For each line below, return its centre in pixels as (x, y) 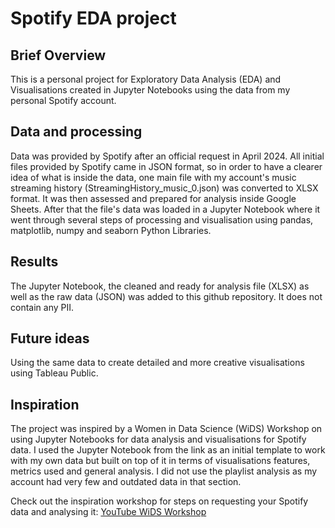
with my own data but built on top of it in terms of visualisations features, (160, 461)
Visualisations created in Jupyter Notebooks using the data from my (150, 90)
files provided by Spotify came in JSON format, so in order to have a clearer (166, 166)
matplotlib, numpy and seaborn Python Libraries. (111, 230)
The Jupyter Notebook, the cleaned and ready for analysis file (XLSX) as (160, 286)
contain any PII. (42, 307)
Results (34, 262)
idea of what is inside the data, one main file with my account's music (153, 177)
